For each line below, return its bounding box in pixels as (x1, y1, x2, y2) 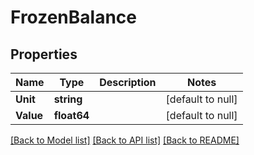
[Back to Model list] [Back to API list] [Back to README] (10, 134, 240, 146)
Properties (10, 46, 78, 63)
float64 (53, 109, 90, 122)
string (53, 92, 83, 106)
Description (99, 76, 157, 89)
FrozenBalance (10, 6, 138, 29)
